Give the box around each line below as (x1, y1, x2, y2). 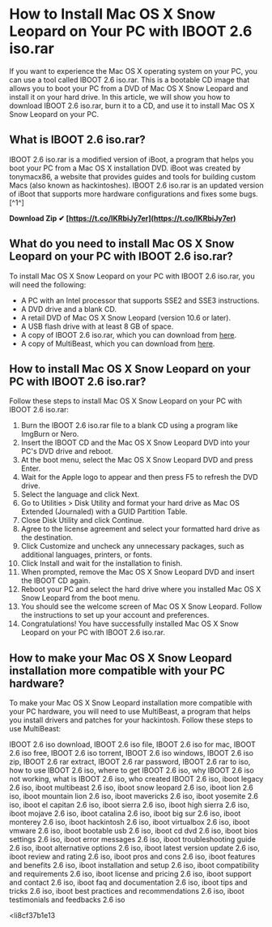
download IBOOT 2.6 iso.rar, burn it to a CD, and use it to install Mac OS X (9, 101, 255, 110)
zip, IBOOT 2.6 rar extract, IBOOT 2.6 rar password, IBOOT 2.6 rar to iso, (9, 757, 251, 767)
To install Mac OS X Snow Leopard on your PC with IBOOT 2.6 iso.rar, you (9, 271, 256, 281)
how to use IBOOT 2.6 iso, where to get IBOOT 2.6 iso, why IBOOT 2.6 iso (9, 765, 254, 775)
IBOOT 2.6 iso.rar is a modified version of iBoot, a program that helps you (9, 154, 254, 164)
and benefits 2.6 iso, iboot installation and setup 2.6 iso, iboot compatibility (9, 860, 260, 870)
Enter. (20, 463, 41, 473)
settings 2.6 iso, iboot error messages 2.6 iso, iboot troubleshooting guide (9, 834, 256, 844)
